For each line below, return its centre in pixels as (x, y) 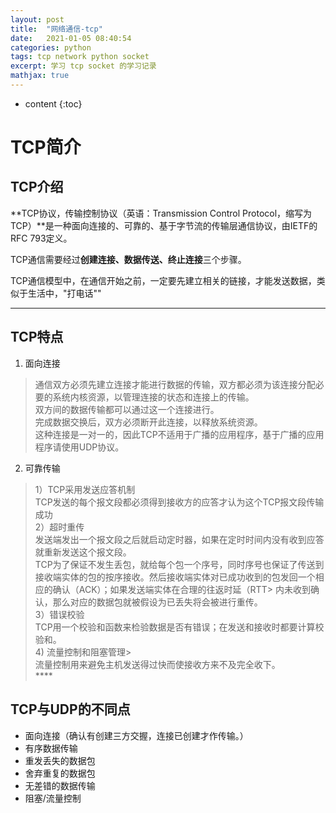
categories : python (51, 47)
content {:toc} (53, 103)
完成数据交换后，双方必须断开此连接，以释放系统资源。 (148, 422)
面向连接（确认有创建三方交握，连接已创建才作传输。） (136, 735)
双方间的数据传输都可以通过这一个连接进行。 (127, 409)
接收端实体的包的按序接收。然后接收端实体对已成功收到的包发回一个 (175, 577)
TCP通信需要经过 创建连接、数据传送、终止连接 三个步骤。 (128, 259)
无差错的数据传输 (60, 785)
